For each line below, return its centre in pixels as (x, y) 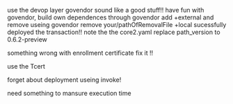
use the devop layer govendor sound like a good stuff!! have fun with (106, 10)
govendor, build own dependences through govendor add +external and (111, 17)
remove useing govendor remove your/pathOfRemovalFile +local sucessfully (117, 25)
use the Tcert (26, 66)
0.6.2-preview (27, 40)
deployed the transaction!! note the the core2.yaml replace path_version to (114, 32)
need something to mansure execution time (69, 93)
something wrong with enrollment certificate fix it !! (80, 53)
